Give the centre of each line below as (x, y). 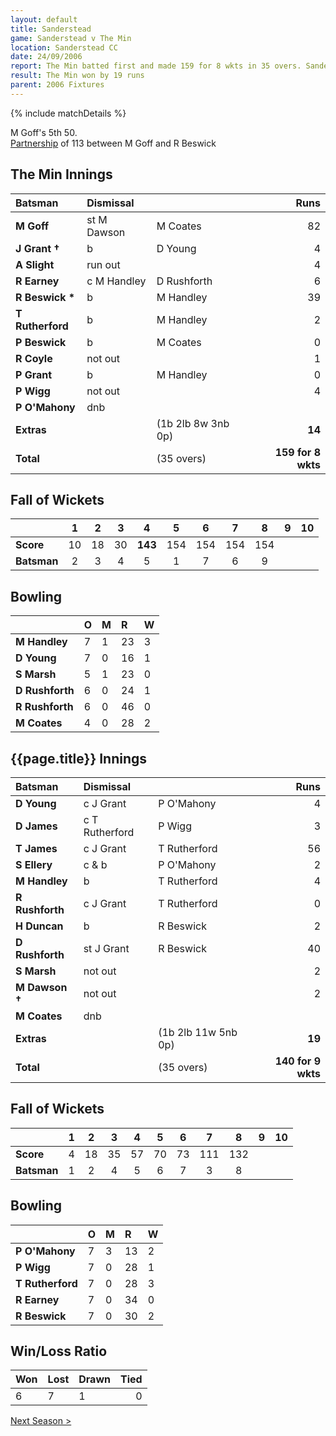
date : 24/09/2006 (46, 57)
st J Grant (106, 948)
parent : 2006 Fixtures (57, 85)
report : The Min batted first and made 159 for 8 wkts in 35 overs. (156, 66)
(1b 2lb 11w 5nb (198, 1032)
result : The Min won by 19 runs (77, 76)
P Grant (34, 374)
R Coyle (34, 358)
